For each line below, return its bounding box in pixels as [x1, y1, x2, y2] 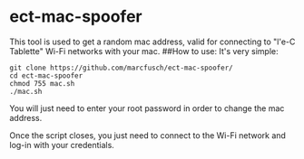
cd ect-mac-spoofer [9, 70, 83, 80]
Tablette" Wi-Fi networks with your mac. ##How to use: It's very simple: [9, 45, 279, 56]
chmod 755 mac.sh [9, 79, 75, 88]
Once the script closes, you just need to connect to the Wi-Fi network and [9, 129, 286, 141]
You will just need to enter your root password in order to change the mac [9, 102, 285, 114]
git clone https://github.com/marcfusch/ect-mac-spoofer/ [9, 63, 233, 72]
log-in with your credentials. [9, 139, 115, 150]
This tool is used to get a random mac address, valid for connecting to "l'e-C [9, 36, 296, 47]
